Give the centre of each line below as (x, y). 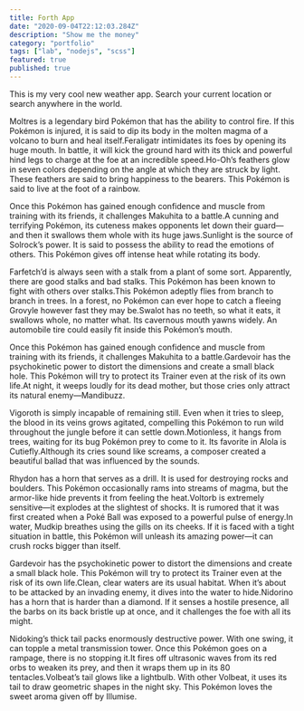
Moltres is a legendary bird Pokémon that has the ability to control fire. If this (152, 121)
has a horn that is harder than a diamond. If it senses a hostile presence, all (149, 601)
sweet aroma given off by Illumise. (73, 696)
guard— (269, 225)
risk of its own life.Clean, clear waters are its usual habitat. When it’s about (148, 582)
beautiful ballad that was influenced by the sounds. (105, 461)
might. (21, 620)
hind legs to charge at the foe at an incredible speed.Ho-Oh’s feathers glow (150, 159)
